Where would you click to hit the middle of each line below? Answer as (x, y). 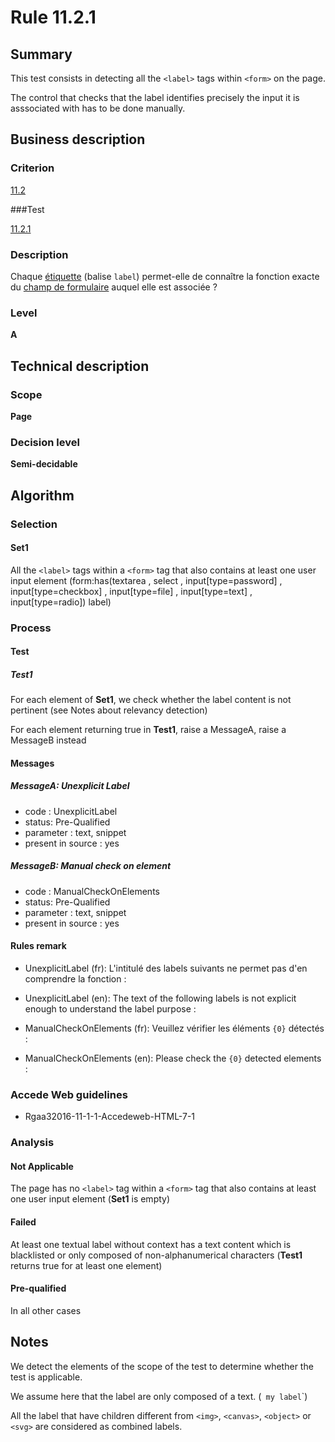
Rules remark (38, 946)
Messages (32, 763)
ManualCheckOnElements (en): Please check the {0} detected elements (173, 1058)
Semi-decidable (44, 464)
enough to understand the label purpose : (110, 1009)
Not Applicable (42, 1166)
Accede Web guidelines (69, 1094)
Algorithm (42, 495)
